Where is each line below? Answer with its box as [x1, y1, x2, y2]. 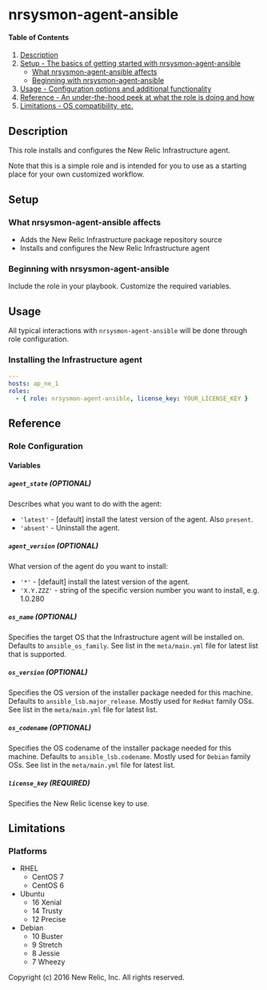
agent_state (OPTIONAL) [8, 479, 92, 488]
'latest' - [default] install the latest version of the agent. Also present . [19, 514, 253, 524]
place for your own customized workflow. [8, 169, 145, 179]
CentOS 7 [31, 873, 64, 882]
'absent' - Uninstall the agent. [19, 523, 120, 532]
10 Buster [31, 932, 63, 941]
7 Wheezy [31, 957, 66, 967]
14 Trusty [31, 906, 63, 916]
